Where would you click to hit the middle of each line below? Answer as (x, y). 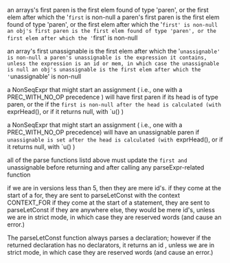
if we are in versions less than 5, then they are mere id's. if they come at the (114, 188)
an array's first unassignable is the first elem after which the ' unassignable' (114, 51)
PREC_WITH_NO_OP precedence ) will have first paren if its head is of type (113, 97)
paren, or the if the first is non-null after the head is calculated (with (114, 104)
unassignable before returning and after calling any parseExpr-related (106, 167)
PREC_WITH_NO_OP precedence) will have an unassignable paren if (103, 132)
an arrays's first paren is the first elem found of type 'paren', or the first (108, 10)
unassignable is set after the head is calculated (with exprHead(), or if (115, 139)
